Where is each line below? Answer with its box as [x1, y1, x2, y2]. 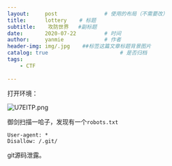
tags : [7, 56, 23, 63]
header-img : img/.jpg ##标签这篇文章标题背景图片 [7, 43, 152, 50]
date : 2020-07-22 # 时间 [7, 29, 122, 37]
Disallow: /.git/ [7, 137, 58, 144]
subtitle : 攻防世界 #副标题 [7, 23, 97, 30]
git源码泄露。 [7, 151, 45, 159]
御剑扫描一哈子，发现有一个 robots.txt [7, 117, 119, 126]
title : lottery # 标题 [7, 17, 96, 24]
